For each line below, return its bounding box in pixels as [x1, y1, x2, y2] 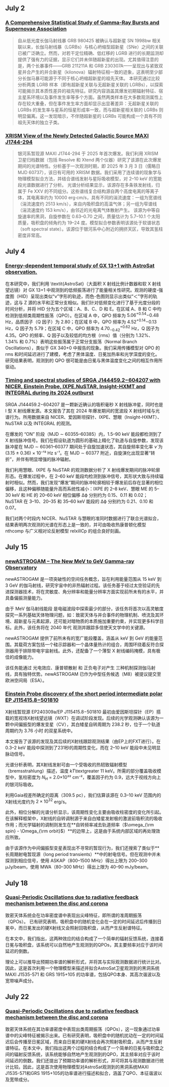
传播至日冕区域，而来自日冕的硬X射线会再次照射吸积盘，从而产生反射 [18, 1039, 162, 1045]
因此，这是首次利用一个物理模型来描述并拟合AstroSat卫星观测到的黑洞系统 [5, 965, 160, 971]
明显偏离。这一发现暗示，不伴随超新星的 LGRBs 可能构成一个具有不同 [17, 113, 162, 119]
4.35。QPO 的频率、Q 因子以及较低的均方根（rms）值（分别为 [5, 332, 135, 339]
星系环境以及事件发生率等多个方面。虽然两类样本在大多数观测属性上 [22, 94, 163, 100]
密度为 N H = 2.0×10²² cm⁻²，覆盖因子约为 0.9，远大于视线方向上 [27, 774, 161, 782]
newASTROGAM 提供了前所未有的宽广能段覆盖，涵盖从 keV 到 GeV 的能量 [5, 635, 158, 641]
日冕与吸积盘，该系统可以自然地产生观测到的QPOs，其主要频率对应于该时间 [5, 942, 162, 948]
